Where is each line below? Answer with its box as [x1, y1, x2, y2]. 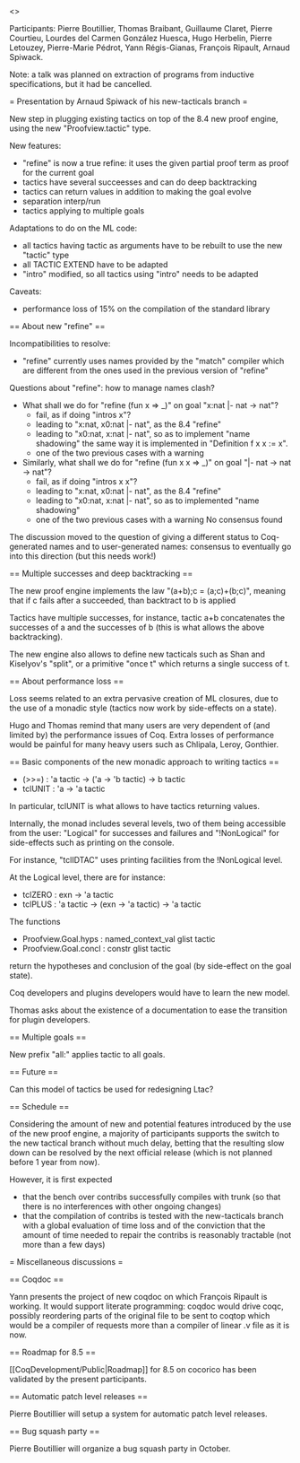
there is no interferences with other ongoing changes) [21, 1201, 222, 1212]
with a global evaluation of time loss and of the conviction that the [21, 1220, 266, 1231]
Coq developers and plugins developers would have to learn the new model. [9, 988, 291, 997]
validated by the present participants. [9, 1374, 148, 1384]
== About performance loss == [9, 675, 124, 686]
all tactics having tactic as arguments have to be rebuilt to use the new [21, 240, 283, 250]
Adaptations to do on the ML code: [9, 222, 138, 233]
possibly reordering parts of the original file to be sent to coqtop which [9, 1311, 270, 1320]
